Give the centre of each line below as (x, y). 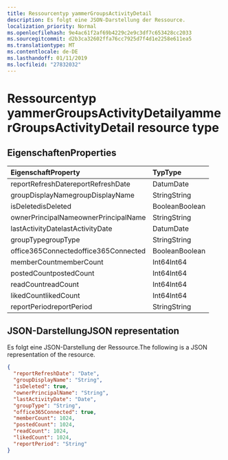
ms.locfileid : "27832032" (44, 65)
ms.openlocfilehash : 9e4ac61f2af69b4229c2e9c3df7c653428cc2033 (100, 33)
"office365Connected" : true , (55, 412)
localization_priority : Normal (52, 26)
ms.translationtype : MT (41, 45)
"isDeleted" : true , (41, 387)
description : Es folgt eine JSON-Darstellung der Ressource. (96, 20)
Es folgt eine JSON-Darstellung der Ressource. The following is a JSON (107, 347)
